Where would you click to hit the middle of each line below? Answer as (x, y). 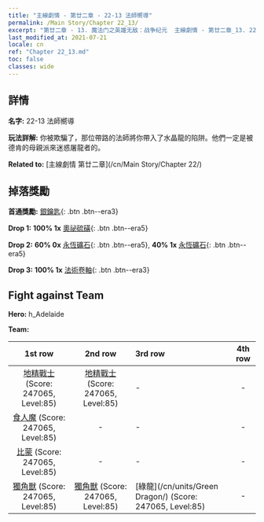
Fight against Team (56, 295)
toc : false (26, 60)
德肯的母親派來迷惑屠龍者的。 (56, 147)
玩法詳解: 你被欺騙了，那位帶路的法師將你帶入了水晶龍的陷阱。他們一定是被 (131, 138)
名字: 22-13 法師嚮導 (41, 121)
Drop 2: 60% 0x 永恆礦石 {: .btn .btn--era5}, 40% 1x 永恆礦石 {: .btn (117, 245)
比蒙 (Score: (39, 452)
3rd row (150, 354)
